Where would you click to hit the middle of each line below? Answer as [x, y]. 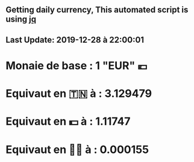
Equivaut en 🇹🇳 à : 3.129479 [79, 94]
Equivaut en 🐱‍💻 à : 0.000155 [77, 149]
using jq [21, 20]
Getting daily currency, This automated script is [97, 10]
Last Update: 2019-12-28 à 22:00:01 [75, 39]
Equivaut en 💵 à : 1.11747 [68, 121]
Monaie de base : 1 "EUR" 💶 [77, 65]
